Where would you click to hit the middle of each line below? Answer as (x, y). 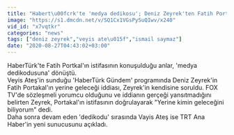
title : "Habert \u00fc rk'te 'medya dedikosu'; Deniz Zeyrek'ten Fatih (110, 13)
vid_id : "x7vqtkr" (34, 26)
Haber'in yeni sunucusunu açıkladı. (57, 124)
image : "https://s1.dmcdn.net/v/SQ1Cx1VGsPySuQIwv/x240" (92, 20)
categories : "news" (36, 33)
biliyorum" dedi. (30, 109)
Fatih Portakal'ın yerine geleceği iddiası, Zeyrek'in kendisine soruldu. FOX (112, 88)
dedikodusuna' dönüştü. (42, 73)
